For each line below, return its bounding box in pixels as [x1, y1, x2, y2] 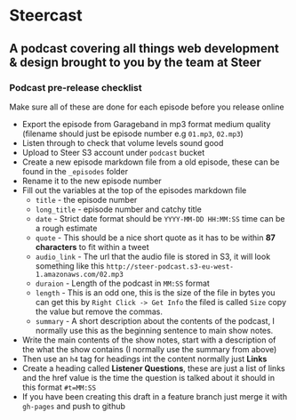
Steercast [9, 5, 83, 26]
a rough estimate [35, 222, 98, 233]
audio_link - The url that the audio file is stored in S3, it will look [35, 251, 271, 262]
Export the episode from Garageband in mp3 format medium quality [21, 118, 271, 129]
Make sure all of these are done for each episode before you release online [9, 101, 284, 112]
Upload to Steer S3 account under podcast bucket [21, 147, 205, 157]
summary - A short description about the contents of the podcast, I [35, 315, 276, 326]
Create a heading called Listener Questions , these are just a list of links [21, 362, 286, 374]
